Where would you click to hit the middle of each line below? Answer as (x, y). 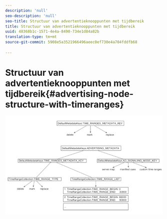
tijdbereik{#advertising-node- (69, 94)
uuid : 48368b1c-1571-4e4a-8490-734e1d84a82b (52, 32)
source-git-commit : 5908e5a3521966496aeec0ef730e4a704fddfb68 (71, 42)
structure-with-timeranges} (64, 104)
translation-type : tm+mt (31, 37)
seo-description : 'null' (31, 16)
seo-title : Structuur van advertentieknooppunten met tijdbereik (74, 21)
